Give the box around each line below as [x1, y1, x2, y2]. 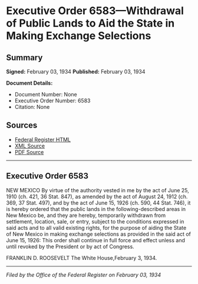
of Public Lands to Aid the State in [6, 16, 175, 30]
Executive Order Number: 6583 [14, 97, 91, 104]
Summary [6, 52, 43, 62]
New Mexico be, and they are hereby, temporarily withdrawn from [6, 212, 166, 219]
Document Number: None [14, 91, 78, 98]
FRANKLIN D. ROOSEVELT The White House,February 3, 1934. [6, 254, 157, 261]
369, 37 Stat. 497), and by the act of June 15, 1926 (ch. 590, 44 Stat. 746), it [6, 199, 191, 206]
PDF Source [14, 148, 44, 155]
